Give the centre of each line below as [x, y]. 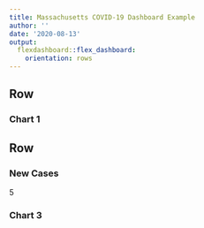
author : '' [29, 26]
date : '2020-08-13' [45, 34]
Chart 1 [25, 119]
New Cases [34, 173]
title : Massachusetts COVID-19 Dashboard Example [102, 17]
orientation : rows [59, 58]
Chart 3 [26, 215]
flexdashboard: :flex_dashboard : [77, 50]
